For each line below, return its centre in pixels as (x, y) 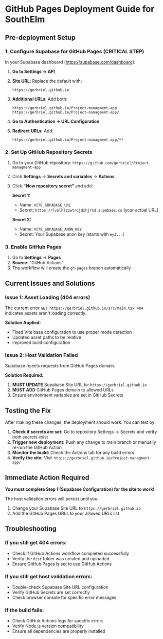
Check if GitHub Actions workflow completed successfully (71, 553)
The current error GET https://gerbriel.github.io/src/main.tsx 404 (74, 308)
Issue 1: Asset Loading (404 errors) (48, 297)
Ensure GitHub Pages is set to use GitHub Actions (62, 564)
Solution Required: (24, 375)
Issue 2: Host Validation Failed (42, 355)
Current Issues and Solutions (50, 283)
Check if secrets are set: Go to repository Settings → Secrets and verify (84, 432)
